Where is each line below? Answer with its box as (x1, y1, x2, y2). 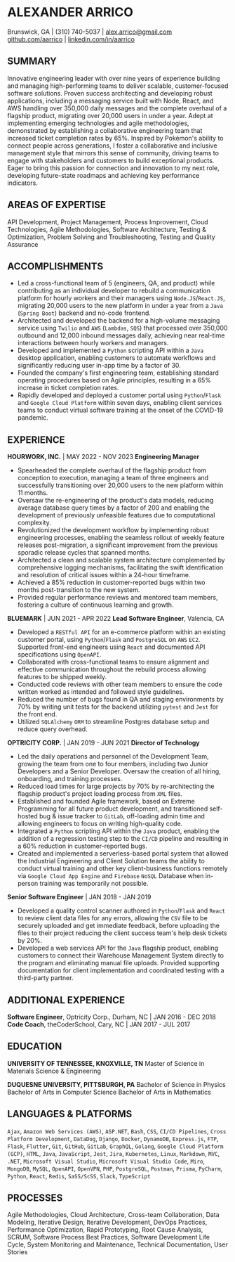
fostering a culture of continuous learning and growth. (17, 600, 174, 609)
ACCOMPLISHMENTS (7, 260, 104, 272)
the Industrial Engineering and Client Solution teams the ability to (17, 857, 205, 865)
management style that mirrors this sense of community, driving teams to (7, 148, 220, 157)
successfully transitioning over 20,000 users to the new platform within (17, 481, 224, 489)
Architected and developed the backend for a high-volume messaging (17, 316, 220, 325)
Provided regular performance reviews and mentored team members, (17, 593, 218, 602)
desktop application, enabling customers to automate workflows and (17, 354, 216, 362)
